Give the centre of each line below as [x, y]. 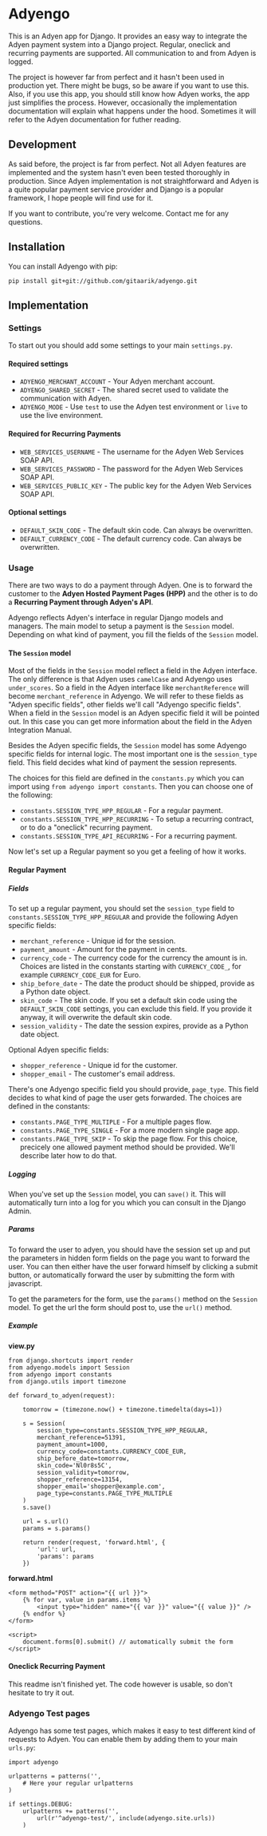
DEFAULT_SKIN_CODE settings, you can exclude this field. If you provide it [136, 1009]
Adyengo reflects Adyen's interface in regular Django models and [116, 618]
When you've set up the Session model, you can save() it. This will [117, 1194]
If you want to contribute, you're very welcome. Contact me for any [119, 213]
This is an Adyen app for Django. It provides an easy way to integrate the [128, 36]
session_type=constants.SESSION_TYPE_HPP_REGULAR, [123, 1430]
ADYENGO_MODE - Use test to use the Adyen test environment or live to [134, 407]
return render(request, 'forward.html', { [94, 1542]
